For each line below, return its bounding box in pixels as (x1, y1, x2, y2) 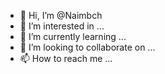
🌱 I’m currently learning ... (19, 31, 127, 42)
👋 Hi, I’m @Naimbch (19, 10, 103, 21)
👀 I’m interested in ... (19, 20, 105, 32)
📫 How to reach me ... (19, 53, 113, 64)
